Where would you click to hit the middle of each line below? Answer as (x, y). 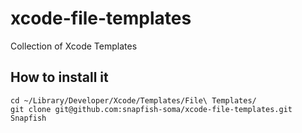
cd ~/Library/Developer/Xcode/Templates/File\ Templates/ (133, 100)
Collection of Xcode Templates (74, 46)
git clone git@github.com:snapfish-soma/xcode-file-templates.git (151, 109)
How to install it (59, 77)
